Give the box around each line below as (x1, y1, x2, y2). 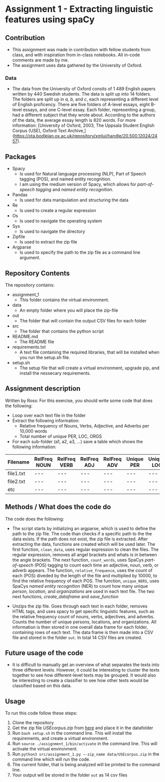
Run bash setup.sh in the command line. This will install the (12, 730, 132, 736)
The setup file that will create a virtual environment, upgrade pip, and (19, 365, 160, 371)
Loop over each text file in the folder (12, 412, 86, 418)
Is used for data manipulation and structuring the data (19, 197, 129, 203)
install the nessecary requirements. (19, 370, 91, 376)
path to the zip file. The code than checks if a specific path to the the (12, 531, 152, 536)
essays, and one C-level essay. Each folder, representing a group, (23, 107, 156, 113)
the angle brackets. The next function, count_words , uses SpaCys (12, 557, 144, 563)
